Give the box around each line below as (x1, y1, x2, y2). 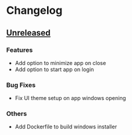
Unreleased (6, 28, 51, 38)
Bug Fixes (6, 81, 36, 89)
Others (6, 110, 27, 118)
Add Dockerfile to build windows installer (14, 123, 118, 130)
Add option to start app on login (14, 66, 95, 73)
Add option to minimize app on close (14, 59, 107, 66)
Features (6, 46, 33, 54)
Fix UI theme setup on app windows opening (14, 95, 127, 102)
